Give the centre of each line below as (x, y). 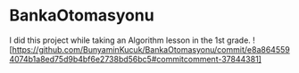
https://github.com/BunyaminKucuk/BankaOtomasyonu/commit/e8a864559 (151, 49)
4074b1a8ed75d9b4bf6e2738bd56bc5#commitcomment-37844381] (135, 59)
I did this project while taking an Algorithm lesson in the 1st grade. (130, 40)
